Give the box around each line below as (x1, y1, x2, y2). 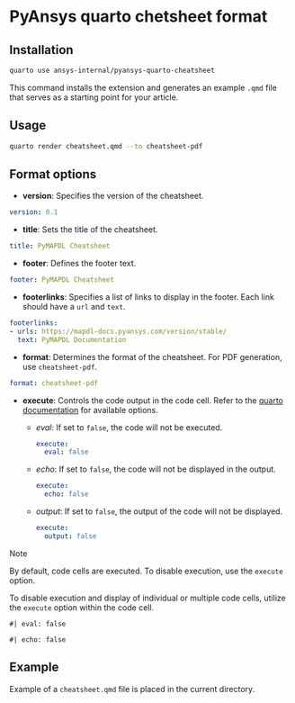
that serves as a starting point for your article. (9, 92, 179, 103)
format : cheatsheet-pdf (9, 378, 99, 388)
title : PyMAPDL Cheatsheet (9, 241, 111, 251)
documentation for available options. (22, 404, 159, 415)
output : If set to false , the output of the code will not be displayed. (35, 506, 283, 517)
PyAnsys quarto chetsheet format (9, 6, 268, 27)
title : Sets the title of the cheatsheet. (22, 224, 158, 235)
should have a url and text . (22, 302, 126, 311)
